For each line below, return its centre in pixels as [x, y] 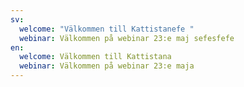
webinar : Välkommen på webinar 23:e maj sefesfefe [127, 38]
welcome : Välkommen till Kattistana [95, 57]
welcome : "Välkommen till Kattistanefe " [107, 29]
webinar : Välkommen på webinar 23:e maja [107, 66]
